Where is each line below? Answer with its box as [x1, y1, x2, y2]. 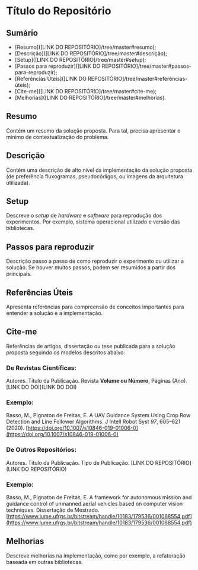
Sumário [6, 28, 39, 38]
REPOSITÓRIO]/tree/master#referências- [88, 75, 188, 82]
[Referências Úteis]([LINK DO [14, 75, 87, 82]
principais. [6, 270, 32, 278]
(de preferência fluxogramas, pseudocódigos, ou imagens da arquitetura [6, 172, 184, 179]
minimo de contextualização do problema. [6, 133, 109, 140]
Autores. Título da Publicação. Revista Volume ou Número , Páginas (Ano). [6, 377, 188, 385]
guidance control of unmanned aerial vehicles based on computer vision [6, 500, 183, 508]
